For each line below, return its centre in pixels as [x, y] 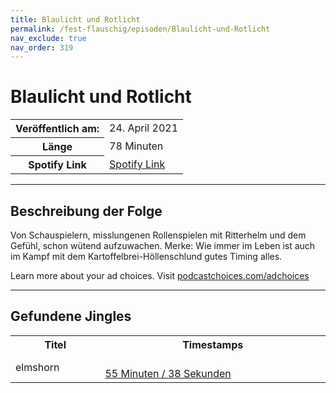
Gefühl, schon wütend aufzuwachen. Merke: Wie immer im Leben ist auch [163, 245]
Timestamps [213, 344]
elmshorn [37, 367]
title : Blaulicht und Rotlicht [75, 19]
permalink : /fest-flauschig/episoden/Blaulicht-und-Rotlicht [140, 29]
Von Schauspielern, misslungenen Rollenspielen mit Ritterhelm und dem [158, 235]
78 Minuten [136, 146]
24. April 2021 [143, 128]
